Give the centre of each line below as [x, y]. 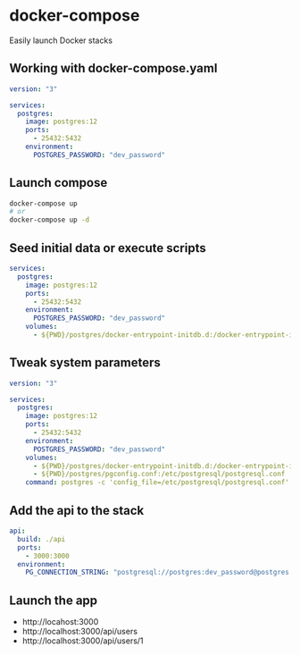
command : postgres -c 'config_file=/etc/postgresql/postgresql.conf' [158, 483]
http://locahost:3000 [60, 622]
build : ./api [42, 539]
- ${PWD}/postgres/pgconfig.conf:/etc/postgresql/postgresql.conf [159, 474]
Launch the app [54, 600]
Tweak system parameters [85, 363]
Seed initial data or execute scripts [108, 248]
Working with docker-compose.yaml [113, 68]
